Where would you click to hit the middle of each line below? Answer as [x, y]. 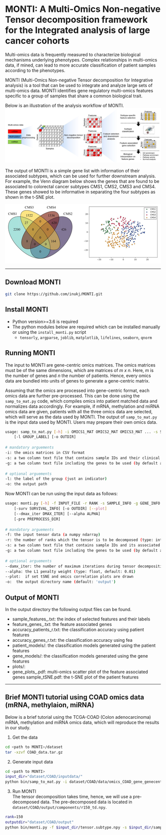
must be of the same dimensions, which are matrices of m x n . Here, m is [80, 370]
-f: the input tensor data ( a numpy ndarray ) [53, 535]
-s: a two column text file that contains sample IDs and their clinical [83, 458]
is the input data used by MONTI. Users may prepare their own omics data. [81, 422]
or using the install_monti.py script [49, 332]
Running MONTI [30, 353]
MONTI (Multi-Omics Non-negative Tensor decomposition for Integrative [79, 80]
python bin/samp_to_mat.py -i [36, 782]
